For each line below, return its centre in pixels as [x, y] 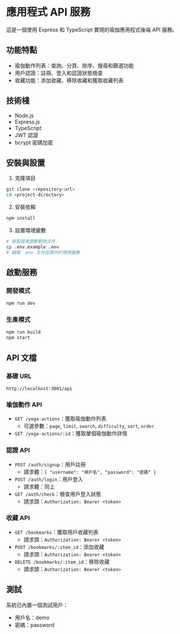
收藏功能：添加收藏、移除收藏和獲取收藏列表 [69, 80]
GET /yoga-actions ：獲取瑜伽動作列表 [60, 419]
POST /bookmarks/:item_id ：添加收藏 [59, 547]
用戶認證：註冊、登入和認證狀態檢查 [59, 73]
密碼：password [35, 625]
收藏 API [18, 518]
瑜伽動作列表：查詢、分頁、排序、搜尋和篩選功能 [74, 65]
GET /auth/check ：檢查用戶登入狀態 [58, 494]
